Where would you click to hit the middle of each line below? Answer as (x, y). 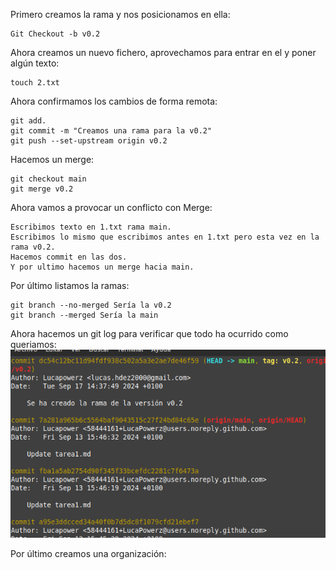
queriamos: (33, 344)
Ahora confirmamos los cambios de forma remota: (114, 101)
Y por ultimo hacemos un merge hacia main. (102, 267)
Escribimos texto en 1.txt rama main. (91, 227)
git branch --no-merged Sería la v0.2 (91, 305)
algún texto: (35, 63)
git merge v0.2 (42, 189)
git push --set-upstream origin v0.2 (89, 141)
